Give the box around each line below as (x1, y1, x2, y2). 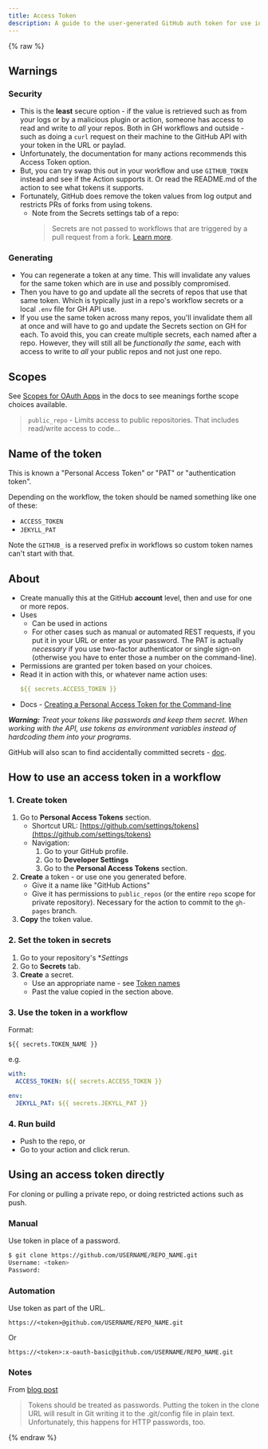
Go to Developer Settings (43, 855, 129, 864)
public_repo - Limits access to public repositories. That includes (27, 415, 239, 425)
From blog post (8, 1385, 58, 1395)
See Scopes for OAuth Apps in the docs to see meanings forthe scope (8, 391, 239, 401)
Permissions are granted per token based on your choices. (19, 661, 213, 670)
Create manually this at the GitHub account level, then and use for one (19, 593, 253, 602)
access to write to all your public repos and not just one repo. (19, 347, 222, 357)
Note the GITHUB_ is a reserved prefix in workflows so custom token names (8, 541, 254, 550)
